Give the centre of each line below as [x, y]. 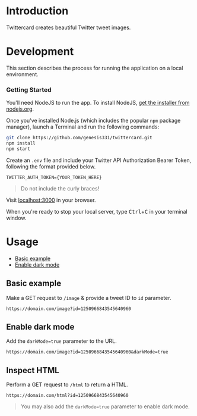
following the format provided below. [51, 166]
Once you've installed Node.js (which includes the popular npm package [93, 121]
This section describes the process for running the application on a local [95, 68]
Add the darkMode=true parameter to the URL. [61, 341]
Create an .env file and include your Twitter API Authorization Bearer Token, [99, 160]
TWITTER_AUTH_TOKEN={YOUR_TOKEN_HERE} [54, 177]
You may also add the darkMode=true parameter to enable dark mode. [105, 406]
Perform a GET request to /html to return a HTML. [67, 384]
